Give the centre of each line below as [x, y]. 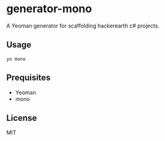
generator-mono [49, 9]
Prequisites [28, 78]
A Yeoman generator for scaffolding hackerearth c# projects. [83, 26]
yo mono [16, 59]
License [22, 118]
